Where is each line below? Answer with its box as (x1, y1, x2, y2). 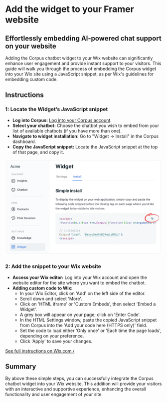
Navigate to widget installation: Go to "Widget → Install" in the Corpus (12, 133, 159, 139)
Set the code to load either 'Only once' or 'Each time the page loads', (19, 327, 162, 333)
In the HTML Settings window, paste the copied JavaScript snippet (19, 316, 157, 323)
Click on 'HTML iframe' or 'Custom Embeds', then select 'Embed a (19, 301, 156, 307)
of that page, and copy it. (12, 149, 64, 155)
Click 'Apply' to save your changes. (19, 338, 93, 344)
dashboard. (12, 138, 36, 144)
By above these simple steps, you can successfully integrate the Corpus (5, 375, 154, 381)
